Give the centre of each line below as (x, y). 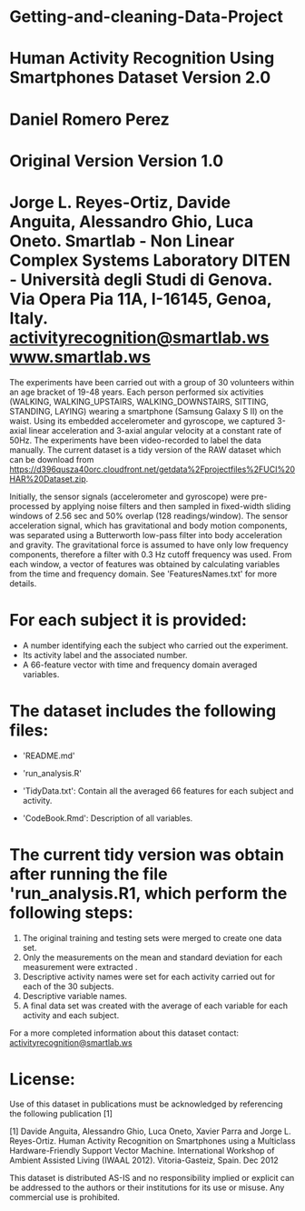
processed (30, 505)
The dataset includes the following (143, 711)
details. (23, 583)
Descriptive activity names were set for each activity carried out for (148, 976)
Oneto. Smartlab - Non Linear (122, 240)
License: (42, 1079)
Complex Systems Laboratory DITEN (150, 260)
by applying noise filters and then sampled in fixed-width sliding (171, 505)
